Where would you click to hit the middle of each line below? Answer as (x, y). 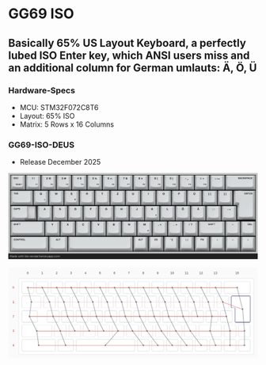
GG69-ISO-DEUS (42, 145)
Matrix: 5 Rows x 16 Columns (67, 124)
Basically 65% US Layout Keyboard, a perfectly (127, 43)
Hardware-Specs (42, 90)
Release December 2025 (60, 162)
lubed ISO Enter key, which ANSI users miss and (129, 55)
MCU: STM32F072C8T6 (59, 107)
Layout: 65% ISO (47, 116)
